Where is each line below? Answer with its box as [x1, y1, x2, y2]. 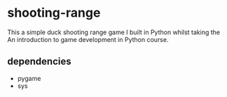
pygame [17, 74, 41, 82]
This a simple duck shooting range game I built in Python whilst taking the [7, 28, 221, 36]
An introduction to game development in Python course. [7, 35, 169, 43]
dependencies [7, 56, 71, 68]
